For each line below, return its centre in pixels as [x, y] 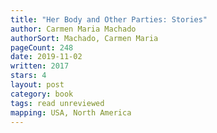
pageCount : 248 [42, 47]
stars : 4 [28, 76]
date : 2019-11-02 [46, 57]
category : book [42, 94]
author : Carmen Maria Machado [73, 29]
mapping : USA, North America [71, 112]
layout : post [37, 85]
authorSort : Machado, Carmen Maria [84, 38]
